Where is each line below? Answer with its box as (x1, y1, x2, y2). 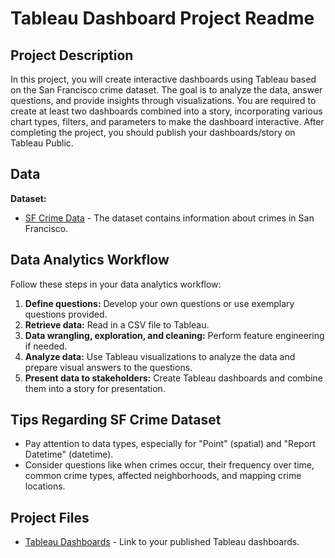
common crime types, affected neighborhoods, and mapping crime (24, 470, 302, 482)
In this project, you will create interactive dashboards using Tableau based (10, 73, 317, 85)
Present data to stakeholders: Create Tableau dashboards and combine (24, 372, 324, 384)
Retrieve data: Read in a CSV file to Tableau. (24, 318, 210, 331)
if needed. (24, 340, 68, 352)
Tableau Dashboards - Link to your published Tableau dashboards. (24, 536, 300, 548)
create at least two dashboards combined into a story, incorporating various (10, 105, 323, 117)
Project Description (10, 47, 134, 64)
